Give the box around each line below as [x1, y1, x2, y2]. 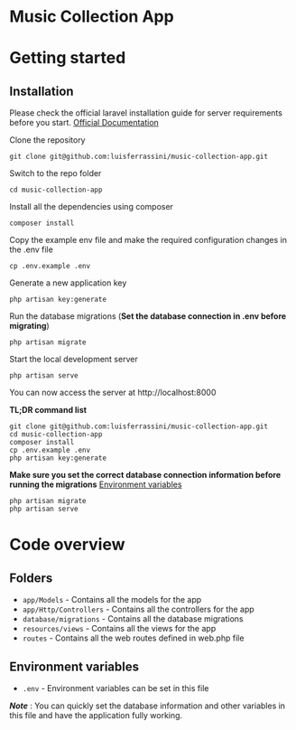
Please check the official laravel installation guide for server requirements [9, 108, 282, 118]
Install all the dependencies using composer [9, 201, 174, 212]
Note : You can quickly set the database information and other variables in [9, 700, 286, 711]
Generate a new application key [9, 277, 127, 288]
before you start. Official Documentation [9, 117, 160, 128]
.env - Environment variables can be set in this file [22, 683, 209, 693]
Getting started [9, 48, 126, 69]
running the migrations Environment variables [9, 479, 182, 490]
